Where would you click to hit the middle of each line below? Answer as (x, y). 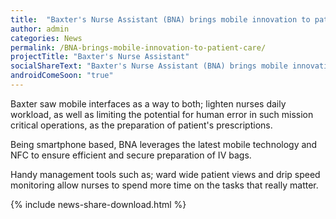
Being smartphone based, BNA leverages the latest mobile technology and (164, 144)
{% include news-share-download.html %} (98, 204)
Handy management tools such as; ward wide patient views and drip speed (165, 174)
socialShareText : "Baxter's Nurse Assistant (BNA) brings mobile (149, 66)
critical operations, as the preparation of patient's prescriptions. (141, 125)
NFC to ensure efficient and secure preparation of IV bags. (131, 155)
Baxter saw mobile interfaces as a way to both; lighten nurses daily (148, 103)
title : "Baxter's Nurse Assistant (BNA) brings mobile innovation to (160, 19)
